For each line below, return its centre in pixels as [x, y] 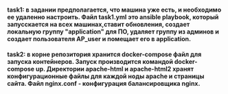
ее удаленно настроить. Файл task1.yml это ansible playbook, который [113, 16]
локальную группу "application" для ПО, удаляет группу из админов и [113, 32]
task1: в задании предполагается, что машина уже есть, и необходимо [114, 10]
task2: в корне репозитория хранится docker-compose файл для [104, 54]
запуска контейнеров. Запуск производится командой [90, 62]
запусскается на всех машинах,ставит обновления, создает [99, 24]
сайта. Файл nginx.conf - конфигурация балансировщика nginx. [104, 84]
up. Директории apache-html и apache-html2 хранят [115, 69]
